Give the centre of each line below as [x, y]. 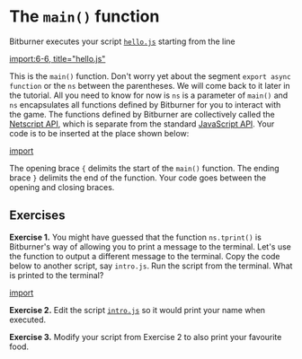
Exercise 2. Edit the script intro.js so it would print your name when [138, 310]
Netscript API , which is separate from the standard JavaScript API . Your [142, 124]
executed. [28, 320]
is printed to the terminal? [57, 275]
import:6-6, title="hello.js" [58, 58]
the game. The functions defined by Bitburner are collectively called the [142, 114]
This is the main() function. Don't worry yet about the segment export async [150, 76]
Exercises [37, 216]
